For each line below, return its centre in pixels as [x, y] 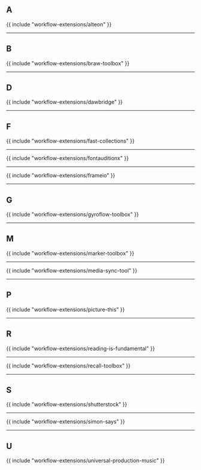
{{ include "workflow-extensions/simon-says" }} [66, 421]
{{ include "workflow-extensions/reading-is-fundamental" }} [81, 348]
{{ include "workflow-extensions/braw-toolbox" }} [68, 63]
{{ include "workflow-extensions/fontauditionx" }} [68, 158]
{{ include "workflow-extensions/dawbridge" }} [65, 102]
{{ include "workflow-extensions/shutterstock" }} [67, 405]
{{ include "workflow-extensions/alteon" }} [59, 24]
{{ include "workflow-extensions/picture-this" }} [66, 309]
